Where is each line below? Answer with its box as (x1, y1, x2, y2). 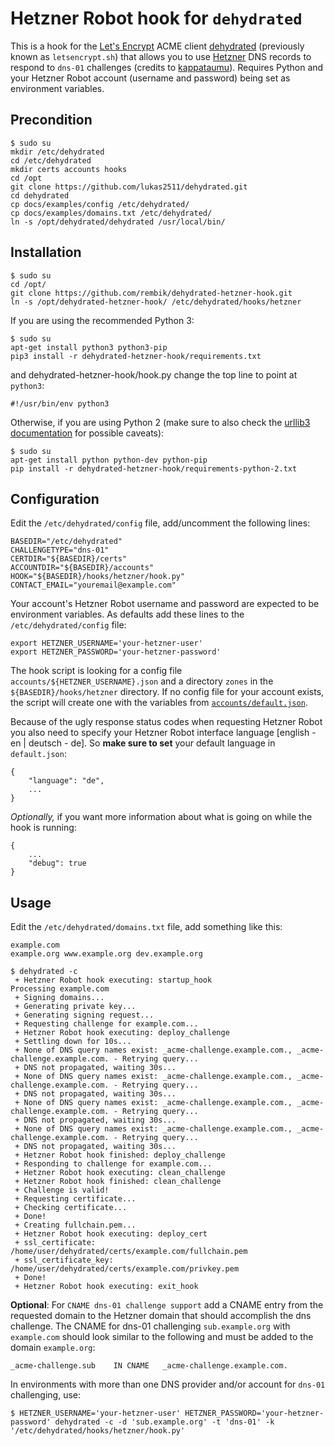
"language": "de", (28, 776, 105, 786)
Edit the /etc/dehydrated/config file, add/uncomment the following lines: (10, 517, 311, 529)
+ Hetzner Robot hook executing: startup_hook (14, 975, 213, 986)
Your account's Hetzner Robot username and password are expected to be (10, 598, 320, 610)
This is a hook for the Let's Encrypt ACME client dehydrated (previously (10, 40, 305, 52)
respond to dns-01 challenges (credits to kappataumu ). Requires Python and (10, 61, 324, 73)
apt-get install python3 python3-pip (10, 342, 168, 352)
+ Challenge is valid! (14, 1185, 110, 1196)
